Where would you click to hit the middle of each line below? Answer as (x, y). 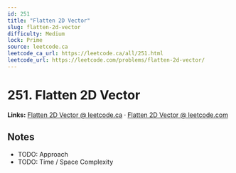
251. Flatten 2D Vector (74, 95)
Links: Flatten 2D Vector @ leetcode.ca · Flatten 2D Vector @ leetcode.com (118, 115)
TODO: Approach (43, 154)
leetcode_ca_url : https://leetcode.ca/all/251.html (85, 54)
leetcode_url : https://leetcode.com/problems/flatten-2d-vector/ (106, 60)
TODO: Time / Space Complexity (65, 162)
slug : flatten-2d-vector (44, 27)
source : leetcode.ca (38, 47)
